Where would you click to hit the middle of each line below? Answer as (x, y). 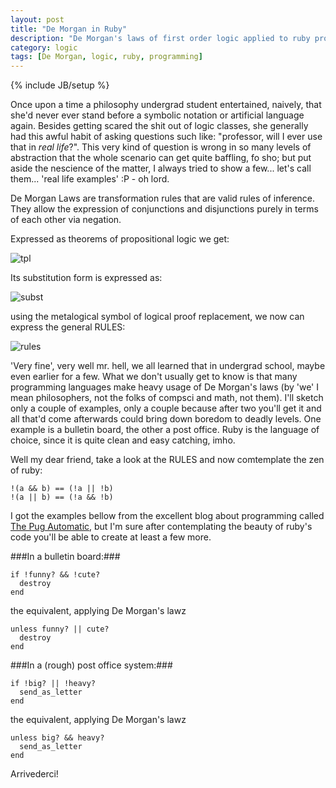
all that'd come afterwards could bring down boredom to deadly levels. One (166, 419)
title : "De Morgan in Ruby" (69, 29)
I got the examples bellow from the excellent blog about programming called (167, 516)
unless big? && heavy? (57, 738)
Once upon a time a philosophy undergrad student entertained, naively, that (166, 105)
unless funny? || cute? (60, 629)
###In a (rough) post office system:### (91, 665)
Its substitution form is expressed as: (86, 278)
